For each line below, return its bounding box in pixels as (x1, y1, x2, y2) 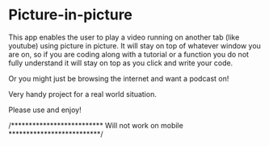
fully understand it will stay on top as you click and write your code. (8, 58, 233, 68)
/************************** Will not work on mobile (8, 120, 183, 130)
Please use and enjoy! (8, 105, 82, 115)
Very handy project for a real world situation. (8, 89, 158, 98)
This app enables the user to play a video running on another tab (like (8, 32, 240, 42)
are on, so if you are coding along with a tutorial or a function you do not (8, 49, 249, 59)
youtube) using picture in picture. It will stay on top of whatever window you (8, 40, 261, 50)
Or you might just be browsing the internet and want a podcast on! (8, 73, 229, 83)
